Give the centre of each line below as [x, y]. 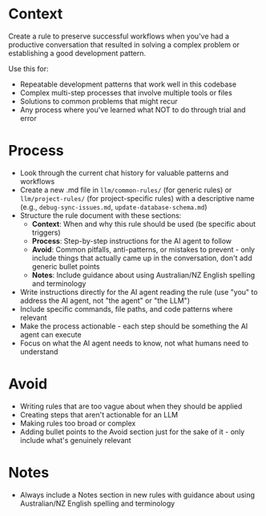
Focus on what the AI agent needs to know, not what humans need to [134, 343]
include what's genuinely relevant [75, 440]
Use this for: [28, 68]
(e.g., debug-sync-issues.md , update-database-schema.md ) [113, 207]
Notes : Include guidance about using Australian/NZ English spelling [143, 275]
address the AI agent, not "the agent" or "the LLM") [105, 300]
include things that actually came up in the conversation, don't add [142, 258]
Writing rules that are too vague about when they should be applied [131, 406]
